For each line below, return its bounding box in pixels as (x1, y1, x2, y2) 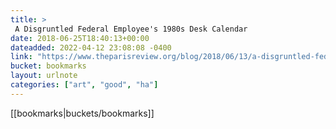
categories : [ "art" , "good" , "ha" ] (10, 80, 159, 90)
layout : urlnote (10, 71, 78, 81)
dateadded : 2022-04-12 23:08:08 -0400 (10, 42, 172, 53)
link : (10, 52, 33, 62)
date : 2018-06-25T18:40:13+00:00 (10, 33, 150, 43)
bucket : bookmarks (10, 61, 87, 71)
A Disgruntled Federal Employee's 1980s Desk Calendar (14, 24, 248, 34)
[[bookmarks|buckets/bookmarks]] (10, 107, 155, 119)
